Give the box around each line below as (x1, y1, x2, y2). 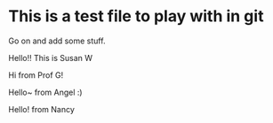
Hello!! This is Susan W (8, 52, 92, 63)
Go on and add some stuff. (8, 35, 106, 46)
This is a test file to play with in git (8, 6, 264, 27)
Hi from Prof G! (8, 69, 64, 81)
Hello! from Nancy (8, 104, 75, 114)
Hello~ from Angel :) (8, 87, 83, 97)
